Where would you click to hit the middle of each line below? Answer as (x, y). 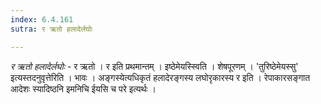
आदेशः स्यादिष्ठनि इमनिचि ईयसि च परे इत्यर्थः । (83, 88)
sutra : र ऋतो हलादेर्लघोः (51, 29)
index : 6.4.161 (42, 19)
